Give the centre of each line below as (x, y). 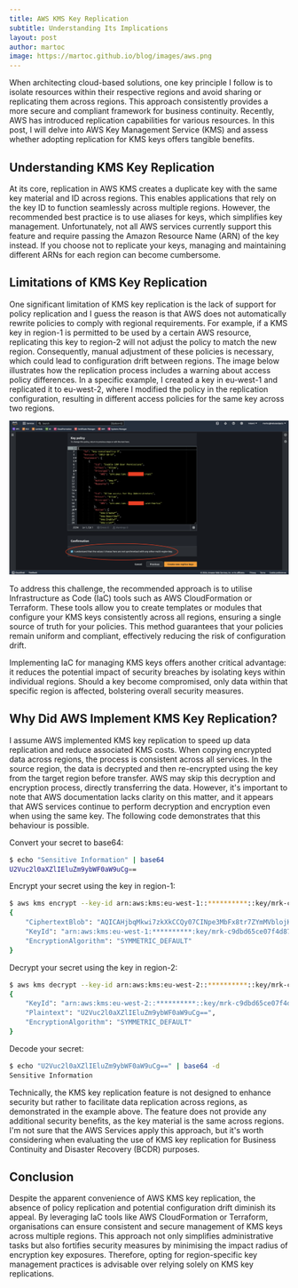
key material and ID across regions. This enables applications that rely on (143, 198)
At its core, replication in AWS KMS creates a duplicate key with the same (143, 188)
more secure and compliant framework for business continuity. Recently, (142, 111)
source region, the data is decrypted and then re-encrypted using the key (144, 768)
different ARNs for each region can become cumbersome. (115, 254)
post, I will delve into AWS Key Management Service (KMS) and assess (139, 130)
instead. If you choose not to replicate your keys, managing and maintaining (148, 245)
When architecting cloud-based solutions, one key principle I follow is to (141, 83)
